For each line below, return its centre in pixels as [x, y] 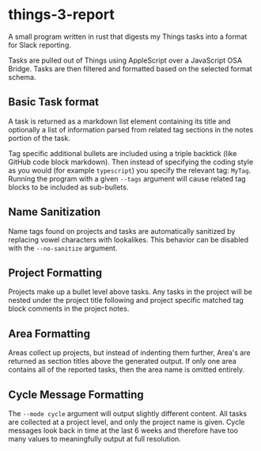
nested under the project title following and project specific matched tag [126, 300]
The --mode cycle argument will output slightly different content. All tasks [128, 413]
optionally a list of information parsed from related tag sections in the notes [131, 129]
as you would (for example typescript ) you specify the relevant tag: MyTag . [130, 170]
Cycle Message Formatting [76, 394]
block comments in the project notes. [69, 309]
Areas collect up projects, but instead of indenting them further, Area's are [129, 353]
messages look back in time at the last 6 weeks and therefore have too [123, 430]
